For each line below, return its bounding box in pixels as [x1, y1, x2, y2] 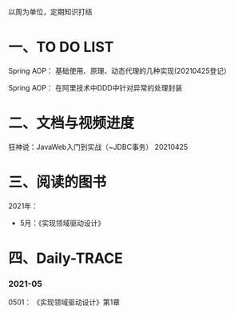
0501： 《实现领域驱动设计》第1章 [8, 297, 121, 307]
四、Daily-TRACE [8, 249, 124, 267]
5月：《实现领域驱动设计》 [19, 218, 105, 227]
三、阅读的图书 [8, 173, 107, 191]
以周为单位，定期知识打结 [8, 7, 93, 16]
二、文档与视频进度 [8, 115, 135, 132]
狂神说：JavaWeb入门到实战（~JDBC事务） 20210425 [8, 142, 188, 151]
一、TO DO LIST [8, 38, 114, 56]
